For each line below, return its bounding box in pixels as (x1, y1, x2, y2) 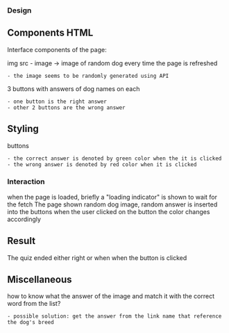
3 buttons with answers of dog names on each (7, 84, 140, 92)
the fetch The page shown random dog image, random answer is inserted (7, 200, 218, 209)
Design (7, 6, 32, 15)
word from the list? (7, 300, 61, 308)
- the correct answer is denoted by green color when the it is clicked (7, 155, 222, 162)
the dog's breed (7, 319, 54, 326)
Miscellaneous (7, 274, 72, 286)
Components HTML (7, 27, 94, 39)
